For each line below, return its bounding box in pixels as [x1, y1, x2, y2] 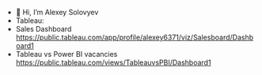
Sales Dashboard [15, 24, 72, 33]
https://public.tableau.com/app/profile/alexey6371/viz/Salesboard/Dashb [15, 32, 254, 42]
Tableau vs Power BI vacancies [15, 50, 118, 58]
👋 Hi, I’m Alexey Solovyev [15, 8, 99, 17]
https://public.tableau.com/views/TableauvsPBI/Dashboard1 [15, 58, 211, 67]
